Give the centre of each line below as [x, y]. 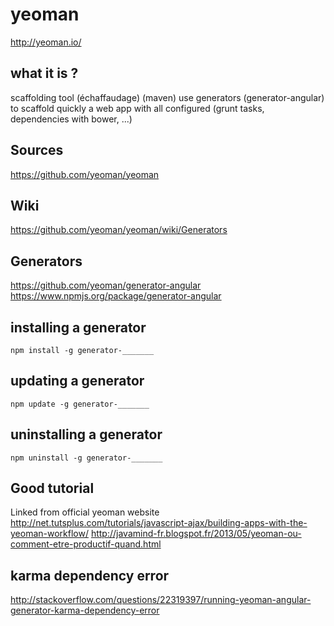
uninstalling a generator [86, 434]
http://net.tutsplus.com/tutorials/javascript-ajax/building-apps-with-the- [159, 523]
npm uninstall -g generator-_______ [86, 458]
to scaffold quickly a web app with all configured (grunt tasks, [137, 108]
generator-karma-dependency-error [85, 610]
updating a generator [77, 381]
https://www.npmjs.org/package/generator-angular [116, 296]
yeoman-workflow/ [49, 534]
